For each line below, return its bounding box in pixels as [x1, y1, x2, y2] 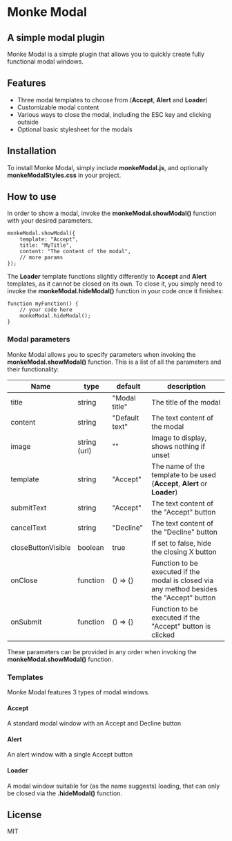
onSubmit [10, 617, 42, 627]
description [166, 381, 206, 391]
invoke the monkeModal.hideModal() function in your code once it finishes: [7, 287, 224, 295]
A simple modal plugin [7, 32, 105, 44]
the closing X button [151, 547, 217, 557]
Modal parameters [7, 335, 70, 344]
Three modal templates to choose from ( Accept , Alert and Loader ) [17, 95, 209, 104]
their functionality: [7, 364, 59, 373]
